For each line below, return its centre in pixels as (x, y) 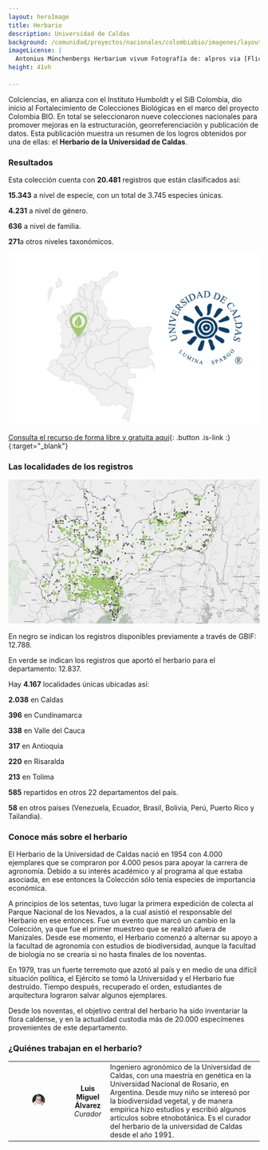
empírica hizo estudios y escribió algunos (178, 1109)
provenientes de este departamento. (68, 1028)
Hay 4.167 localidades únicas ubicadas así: (79, 684)
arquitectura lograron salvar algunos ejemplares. (88, 995)
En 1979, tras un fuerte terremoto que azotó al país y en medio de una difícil (132, 970)
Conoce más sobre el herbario (68, 837)
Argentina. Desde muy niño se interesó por (180, 1093)
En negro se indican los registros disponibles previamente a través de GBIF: (132, 636)
